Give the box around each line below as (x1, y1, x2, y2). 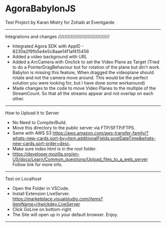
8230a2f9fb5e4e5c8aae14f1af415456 (12, 48, 89, 54)
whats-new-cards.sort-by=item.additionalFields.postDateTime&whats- (12, 135, 156, 141)
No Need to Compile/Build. (12, 119, 67, 125)
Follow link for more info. (12, 161, 63, 167)
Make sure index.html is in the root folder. (12, 145, 97, 151)
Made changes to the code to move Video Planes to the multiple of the (12, 85, 156, 91)
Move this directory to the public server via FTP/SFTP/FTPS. (12, 125, 135, 131)
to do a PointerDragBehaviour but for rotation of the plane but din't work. (12, 64, 161, 70)
